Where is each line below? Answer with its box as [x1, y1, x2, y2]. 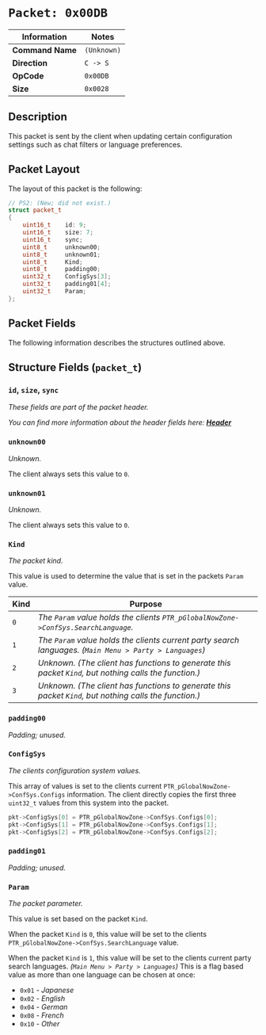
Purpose [129, 598, 162, 609]
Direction [12, 57, 47, 68]
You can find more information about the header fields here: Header [8, 418, 232, 427]
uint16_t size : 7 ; [22, 228, 93, 237]
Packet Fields [8, 317, 76, 330]
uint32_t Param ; [22, 288, 87, 296]
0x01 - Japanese [19, 985, 74, 995]
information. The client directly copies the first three [66, 789, 237, 799]
